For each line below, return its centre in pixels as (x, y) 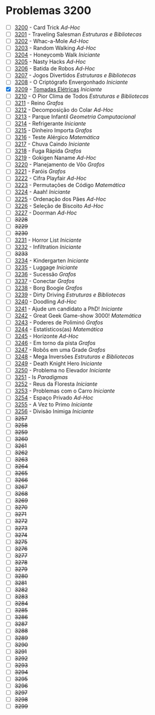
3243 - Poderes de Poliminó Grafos (59, 322)
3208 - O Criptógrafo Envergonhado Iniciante (71, 82)
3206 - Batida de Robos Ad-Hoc (54, 69)
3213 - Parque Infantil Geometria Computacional (75, 117)
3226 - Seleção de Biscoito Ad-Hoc (59, 206)
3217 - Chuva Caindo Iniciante (52, 144)
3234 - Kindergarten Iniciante (51, 261)
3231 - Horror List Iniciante (48, 240)
